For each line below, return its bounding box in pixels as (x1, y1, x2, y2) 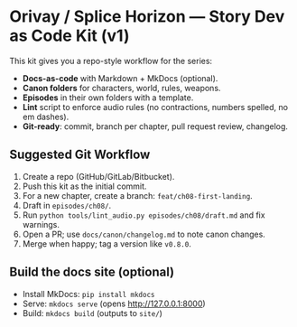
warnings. (22, 219, 60, 229)
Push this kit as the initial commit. (22, 181, 147, 192)
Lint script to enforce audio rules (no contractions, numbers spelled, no (22, 101, 289, 112)
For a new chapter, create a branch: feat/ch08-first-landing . (22, 190, 253, 201)
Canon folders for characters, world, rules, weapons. (22, 82, 221, 93)
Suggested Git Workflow (9, 147, 151, 163)
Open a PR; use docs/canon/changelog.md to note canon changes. (22, 229, 266, 239)
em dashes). (22, 111, 70, 122)
